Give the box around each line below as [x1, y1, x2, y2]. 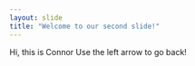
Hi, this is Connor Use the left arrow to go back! [9, 46, 188, 57]
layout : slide [9, 13, 63, 23]
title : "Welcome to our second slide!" [9, 22, 161, 31]
